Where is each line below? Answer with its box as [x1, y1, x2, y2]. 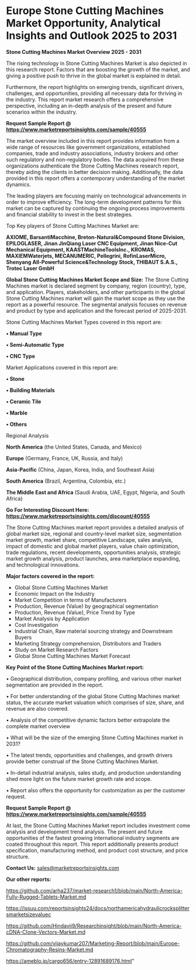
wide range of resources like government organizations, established [6, 144, 170, 151]
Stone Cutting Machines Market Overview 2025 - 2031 [6, 48, 142, 55]
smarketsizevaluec [6, 911, 51, 918]
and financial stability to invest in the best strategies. [6, 211, 133, 218]
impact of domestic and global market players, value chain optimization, [6, 542, 180, 549]
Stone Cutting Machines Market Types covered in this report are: [6, 318, 163, 326]
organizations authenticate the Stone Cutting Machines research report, [6, 162, 180, 169]
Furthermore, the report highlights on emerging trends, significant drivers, [6, 83, 184, 90]
